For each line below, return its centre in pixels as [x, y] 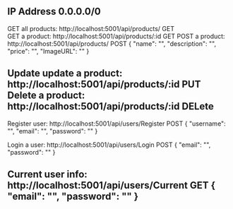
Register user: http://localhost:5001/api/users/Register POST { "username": [116, 124]
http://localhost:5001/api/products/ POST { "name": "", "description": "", [112, 43]
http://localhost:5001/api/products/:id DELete [110, 106]
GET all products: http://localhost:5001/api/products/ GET [91, 28]
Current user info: [48, 175]
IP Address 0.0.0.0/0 [54, 12]
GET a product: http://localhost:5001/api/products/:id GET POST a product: [116, 36]
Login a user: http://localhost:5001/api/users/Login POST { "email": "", [109, 145]
